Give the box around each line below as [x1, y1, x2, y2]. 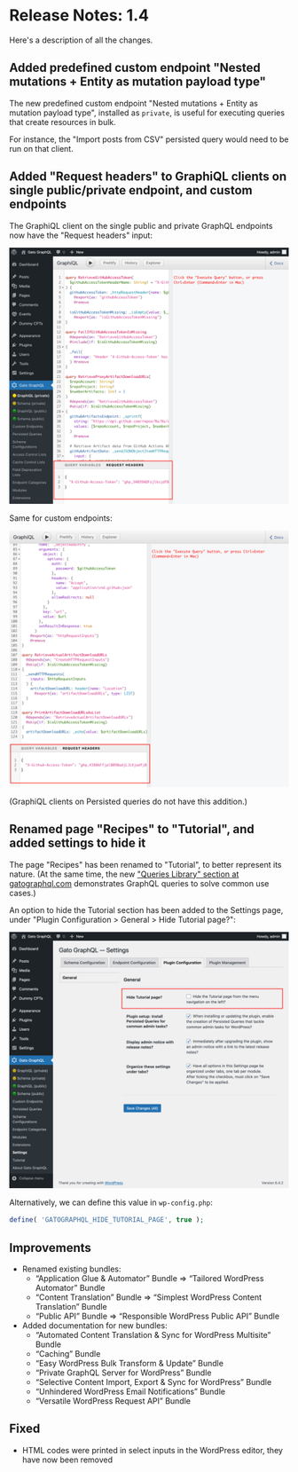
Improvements [9, 1240, 91, 1256]
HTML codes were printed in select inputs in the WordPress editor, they [21, 1444, 284, 1455]
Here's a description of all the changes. [9, 35, 153, 45]
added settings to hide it [9, 836, 146, 851]
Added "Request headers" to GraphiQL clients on [9, 169, 286, 185]
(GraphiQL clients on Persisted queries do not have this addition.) [9, 796, 248, 807]
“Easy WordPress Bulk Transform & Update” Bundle [35, 1358, 224, 1369]
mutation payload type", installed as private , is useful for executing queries [9, 107, 286, 118]
